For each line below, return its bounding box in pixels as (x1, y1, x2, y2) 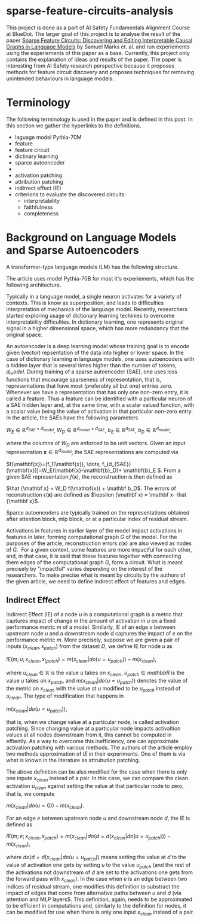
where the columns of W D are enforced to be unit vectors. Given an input (6, 440, 186, 448)
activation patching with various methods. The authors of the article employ (6, 744, 193, 751)
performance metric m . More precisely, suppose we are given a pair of (6, 636, 180, 644)
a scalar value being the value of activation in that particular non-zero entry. (6, 407, 193, 415)
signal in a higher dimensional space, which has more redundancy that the (6, 324, 189, 331)
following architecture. (6, 281, 61, 288)
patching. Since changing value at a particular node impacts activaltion (6, 725, 181, 732)
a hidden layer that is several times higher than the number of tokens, (6, 361, 177, 369)
